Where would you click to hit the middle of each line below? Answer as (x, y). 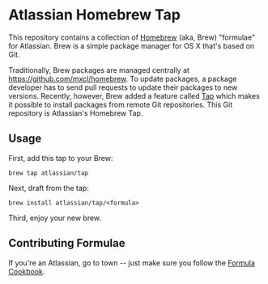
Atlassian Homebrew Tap (94, 15)
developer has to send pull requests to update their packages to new (123, 87)
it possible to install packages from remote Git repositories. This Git (121, 104)
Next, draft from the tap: (49, 188)
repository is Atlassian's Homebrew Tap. (76, 113)
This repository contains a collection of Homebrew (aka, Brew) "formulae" (132, 37)
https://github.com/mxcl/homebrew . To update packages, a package (123, 78)
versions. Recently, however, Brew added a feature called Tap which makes (134, 95)
